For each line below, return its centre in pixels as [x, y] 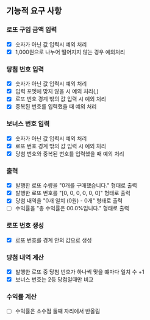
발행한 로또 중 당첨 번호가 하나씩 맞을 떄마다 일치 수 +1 [80, 272]
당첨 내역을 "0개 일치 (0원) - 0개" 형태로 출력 [69, 201]
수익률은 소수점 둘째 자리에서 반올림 [58, 311]
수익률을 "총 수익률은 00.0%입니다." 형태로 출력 [72, 208]
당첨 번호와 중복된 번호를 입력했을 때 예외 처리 [70, 154]
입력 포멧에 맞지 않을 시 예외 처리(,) [57, 91]
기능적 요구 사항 [34, 11]
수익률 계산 [22, 297]
